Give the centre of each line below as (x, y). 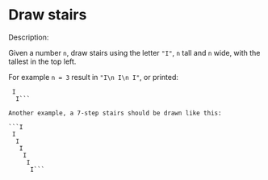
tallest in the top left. (42, 61)
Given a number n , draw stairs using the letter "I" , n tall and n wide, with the (134, 52)
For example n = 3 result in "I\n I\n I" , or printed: (94, 77)
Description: (29, 37)
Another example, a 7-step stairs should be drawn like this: (115, 113)
